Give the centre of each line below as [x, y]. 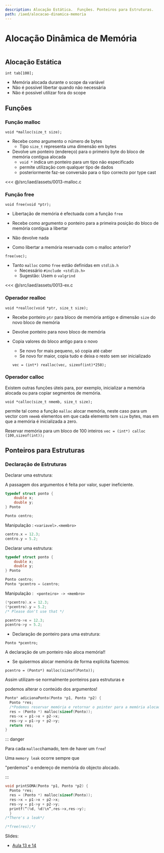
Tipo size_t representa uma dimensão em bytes [68, 146]
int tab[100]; [20, 73]
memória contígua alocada [39, 156]
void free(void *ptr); [28, 205]
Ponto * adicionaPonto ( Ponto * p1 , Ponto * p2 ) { [53, 698]
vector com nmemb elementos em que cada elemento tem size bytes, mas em [82, 416]
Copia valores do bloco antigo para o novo [55, 341]
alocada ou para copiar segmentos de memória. [53, 393]
